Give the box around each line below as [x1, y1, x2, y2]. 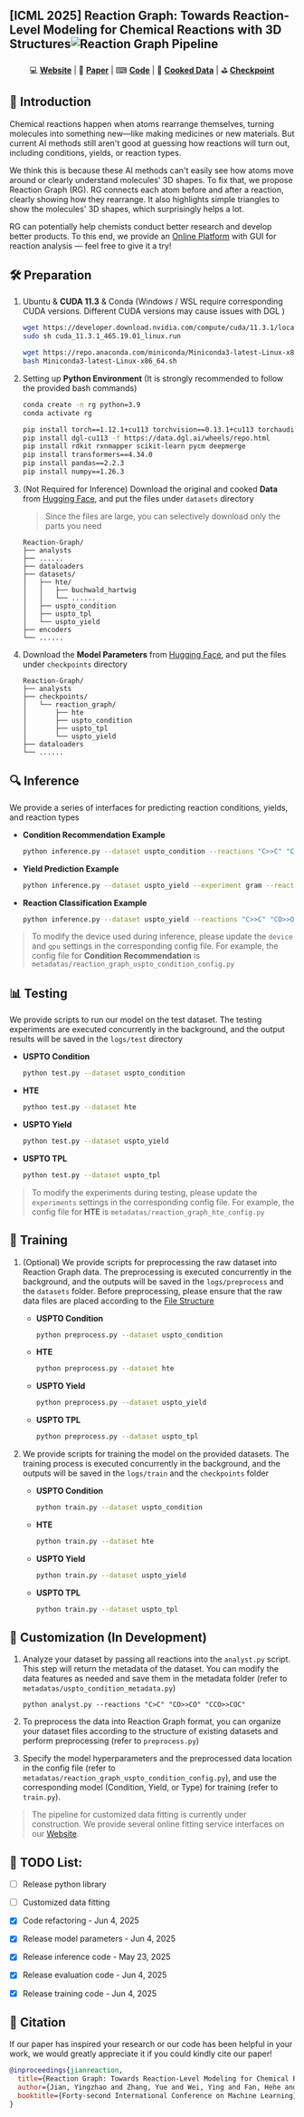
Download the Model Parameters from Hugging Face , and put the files [22, 649, 287, 659]
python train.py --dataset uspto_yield [35, 1570, 187, 1580]
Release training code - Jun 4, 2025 [22, 1987, 157, 1999]
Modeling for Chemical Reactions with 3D [43, 23, 282, 38]
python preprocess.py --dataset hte [35, 1364, 175, 1373]
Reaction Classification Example [22, 897, 147, 908]
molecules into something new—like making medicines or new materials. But [9, 128, 295, 139]
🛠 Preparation [9, 268, 92, 283]
